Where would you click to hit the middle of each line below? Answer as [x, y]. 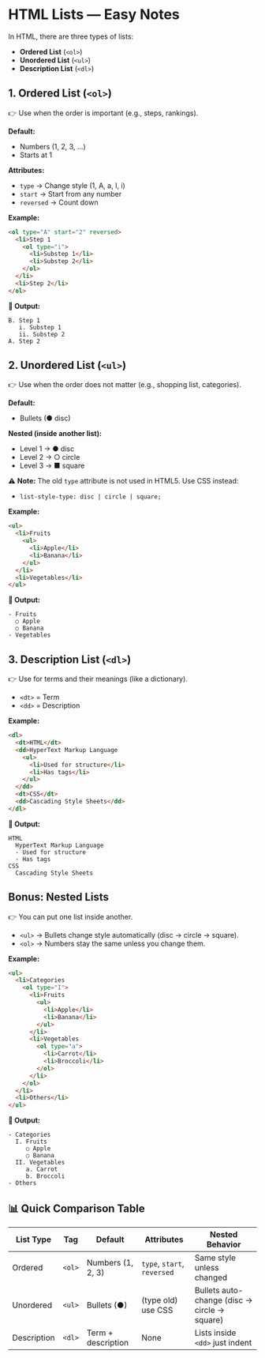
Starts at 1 [36, 155]
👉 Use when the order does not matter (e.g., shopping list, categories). [125, 385]
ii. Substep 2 [42, 334]
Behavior [224, 1244]
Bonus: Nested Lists [58, 897]
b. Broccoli [45, 1176]
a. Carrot [42, 1170]
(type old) [160, 1300]
